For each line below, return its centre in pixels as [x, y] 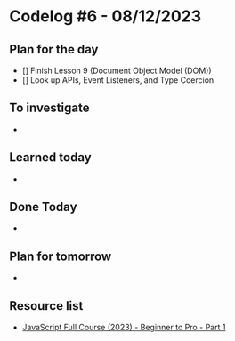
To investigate [49, 108]
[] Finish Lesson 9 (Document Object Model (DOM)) [117, 70]
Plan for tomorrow [61, 256]
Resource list [46, 306]
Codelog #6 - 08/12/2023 [105, 16]
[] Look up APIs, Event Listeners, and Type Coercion [118, 80]
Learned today [50, 158]
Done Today [43, 207]
